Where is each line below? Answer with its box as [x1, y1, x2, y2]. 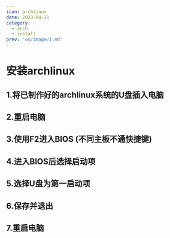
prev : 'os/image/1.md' [6, 36, 63, 42]
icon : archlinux [6, 8, 47, 15]
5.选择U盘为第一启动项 [6, 179, 90, 189]
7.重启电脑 [6, 222, 44, 233]
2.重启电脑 [6, 112, 46, 122]
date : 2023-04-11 [6, 14, 50, 20]
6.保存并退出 [6, 201, 54, 211]
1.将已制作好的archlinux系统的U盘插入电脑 [6, 90, 164, 100]
